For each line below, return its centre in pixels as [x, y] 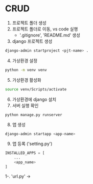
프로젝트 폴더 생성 [29, 23]
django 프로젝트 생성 [32, 41]
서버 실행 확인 [25, 105]
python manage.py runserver [34, 115]
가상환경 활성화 [27, 80]
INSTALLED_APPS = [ [25, 153]
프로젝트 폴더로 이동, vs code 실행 [45, 29]
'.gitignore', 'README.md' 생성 [50, 35]
